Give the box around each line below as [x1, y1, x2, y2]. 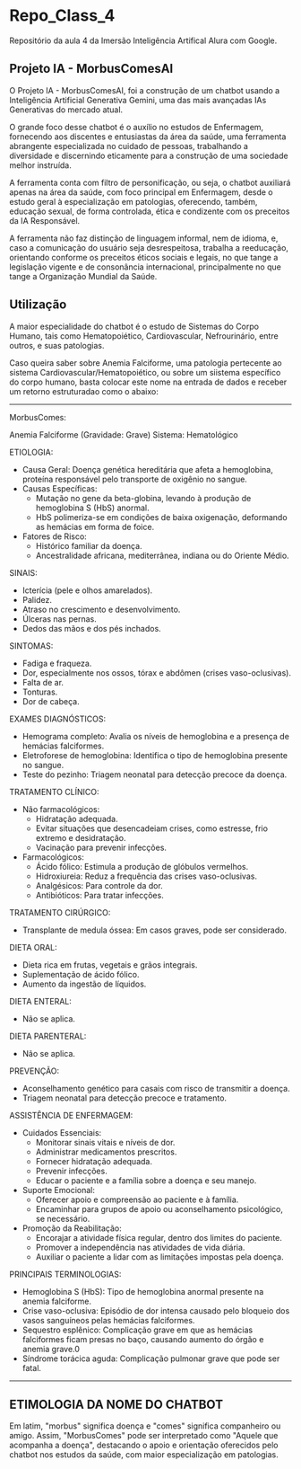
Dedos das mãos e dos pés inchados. [21, 623, 161, 633]
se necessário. [35, 1213, 90, 1224]
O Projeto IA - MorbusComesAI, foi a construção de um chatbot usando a [9, 84, 280, 95]
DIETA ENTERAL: [9, 996, 72, 1006]
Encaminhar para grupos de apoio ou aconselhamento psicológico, [35, 1203, 284, 1214]
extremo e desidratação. [35, 832, 126, 843]
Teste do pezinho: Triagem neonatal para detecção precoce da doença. [21, 769, 288, 780]
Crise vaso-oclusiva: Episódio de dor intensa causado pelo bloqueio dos [21, 1305, 290, 1316]
